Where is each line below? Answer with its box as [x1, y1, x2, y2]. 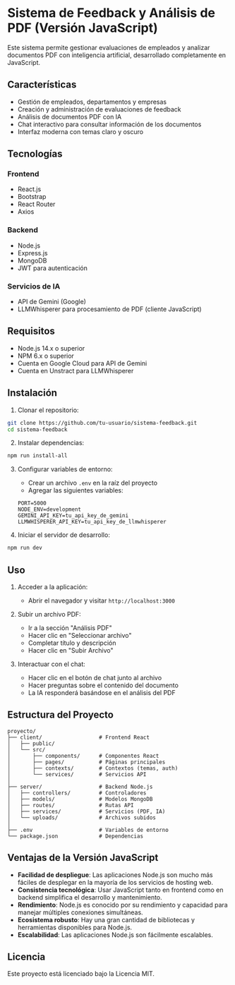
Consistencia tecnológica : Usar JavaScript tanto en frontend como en [17, 886, 224, 894]
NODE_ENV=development [17, 506, 81, 513]
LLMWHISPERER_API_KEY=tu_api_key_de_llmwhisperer [17, 519, 167, 526]
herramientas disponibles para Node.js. [17, 923, 133, 931]
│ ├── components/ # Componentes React [7, 752, 159, 759]
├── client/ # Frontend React [7, 734, 150, 741]
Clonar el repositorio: [17, 406, 79, 414]
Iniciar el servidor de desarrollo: [17, 531, 111, 539]
